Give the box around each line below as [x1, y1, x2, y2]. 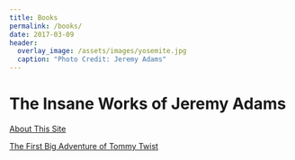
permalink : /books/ [9, 22, 83, 31]
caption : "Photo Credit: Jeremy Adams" [17, 55, 167, 64]
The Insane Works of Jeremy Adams [9, 93, 286, 114]
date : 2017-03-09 [9, 30, 75, 39]
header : [9, 38, 39, 48]
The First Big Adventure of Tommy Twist [9, 140, 159, 151]
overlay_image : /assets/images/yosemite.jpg [17, 47, 187, 56]
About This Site [9, 123, 67, 134]
